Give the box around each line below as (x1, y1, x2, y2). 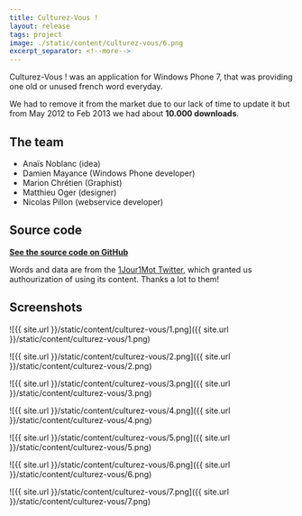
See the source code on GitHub (9, 246, 129, 257)
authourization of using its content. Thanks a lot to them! (9, 273, 219, 284)
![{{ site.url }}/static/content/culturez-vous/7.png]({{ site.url (9, 486, 230, 497)
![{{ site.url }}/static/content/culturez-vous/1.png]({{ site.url (9, 324, 229, 335)
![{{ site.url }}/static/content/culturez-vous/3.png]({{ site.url (9, 378, 231, 389)
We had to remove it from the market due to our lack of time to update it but (9, 98, 290, 109)
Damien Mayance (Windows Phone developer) (22, 168, 196, 179)
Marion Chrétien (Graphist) (22, 177, 123, 188)
